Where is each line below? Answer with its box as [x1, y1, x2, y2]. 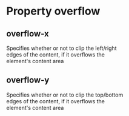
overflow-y [6, 75, 50, 86]
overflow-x [6, 29, 50, 39]
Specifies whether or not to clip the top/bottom [6, 91, 124, 98]
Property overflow [6, 4, 101, 18]
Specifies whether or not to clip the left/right [6, 44, 117, 52]
